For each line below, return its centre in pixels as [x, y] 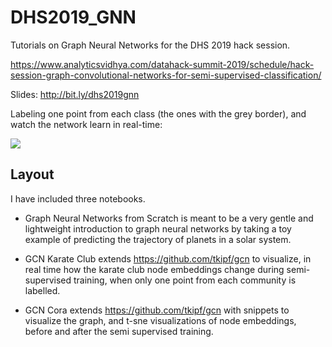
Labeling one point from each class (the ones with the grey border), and [158, 113]
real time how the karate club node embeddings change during [154, 269]
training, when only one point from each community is [185, 280]
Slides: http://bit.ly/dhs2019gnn [75, 94]
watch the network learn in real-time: [86, 124]
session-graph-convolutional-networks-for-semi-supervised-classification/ [166, 75]
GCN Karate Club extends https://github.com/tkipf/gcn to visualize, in [168, 258]
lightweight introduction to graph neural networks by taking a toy [158, 228]
